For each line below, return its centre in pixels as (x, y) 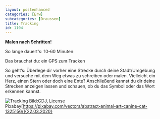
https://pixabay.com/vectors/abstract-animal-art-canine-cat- (85, 106)
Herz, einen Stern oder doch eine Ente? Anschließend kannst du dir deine (80, 81)
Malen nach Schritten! (28, 42)
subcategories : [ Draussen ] (33, 19)
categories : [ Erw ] (24, 14)
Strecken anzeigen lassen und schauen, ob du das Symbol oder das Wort (80, 86)
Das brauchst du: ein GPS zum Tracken (45, 61)
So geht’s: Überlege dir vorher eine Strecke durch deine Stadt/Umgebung (80, 71)
